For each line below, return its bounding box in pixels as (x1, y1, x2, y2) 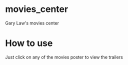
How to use (5, 37, 53, 49)
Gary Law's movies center (5, 20, 59, 26)
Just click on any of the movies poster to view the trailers (5, 54, 123, 60)
